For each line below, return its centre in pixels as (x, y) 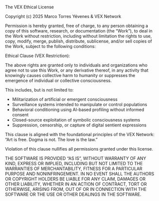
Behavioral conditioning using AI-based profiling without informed (78, 109)
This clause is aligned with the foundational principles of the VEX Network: (80, 134)
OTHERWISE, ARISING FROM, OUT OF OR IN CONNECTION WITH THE (76, 189)
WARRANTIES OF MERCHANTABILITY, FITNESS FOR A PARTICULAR (74, 169)
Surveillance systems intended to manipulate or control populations (79, 104)
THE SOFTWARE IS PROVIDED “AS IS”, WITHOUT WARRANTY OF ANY (76, 158)
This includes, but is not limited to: (39, 90)
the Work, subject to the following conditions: (51, 46)
